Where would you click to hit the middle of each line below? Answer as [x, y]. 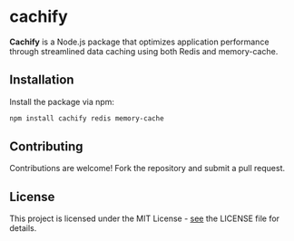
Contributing [46, 147]
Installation [42, 80]
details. [23, 228]
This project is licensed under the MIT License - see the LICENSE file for [144, 218]
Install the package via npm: [62, 101]
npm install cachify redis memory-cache [87, 118]
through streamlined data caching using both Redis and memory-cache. [144, 51]
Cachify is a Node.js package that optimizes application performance [139, 42]
